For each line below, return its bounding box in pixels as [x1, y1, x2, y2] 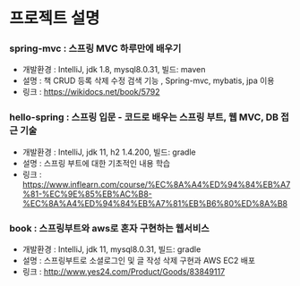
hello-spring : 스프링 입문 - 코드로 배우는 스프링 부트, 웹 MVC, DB [9, 111, 279, 123]
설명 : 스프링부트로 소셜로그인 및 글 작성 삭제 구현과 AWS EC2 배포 [21, 256, 256, 266]
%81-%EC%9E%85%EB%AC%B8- [21, 189, 152, 199]
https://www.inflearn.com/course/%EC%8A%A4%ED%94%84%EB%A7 [21, 179, 291, 189]
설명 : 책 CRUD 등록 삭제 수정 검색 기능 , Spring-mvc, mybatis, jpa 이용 [21, 75, 275, 86]
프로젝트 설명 [9, 8, 100, 29]
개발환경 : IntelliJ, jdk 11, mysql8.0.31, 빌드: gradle [21, 244, 201, 255]
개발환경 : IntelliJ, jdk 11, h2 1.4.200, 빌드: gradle [21, 147, 196, 157]
